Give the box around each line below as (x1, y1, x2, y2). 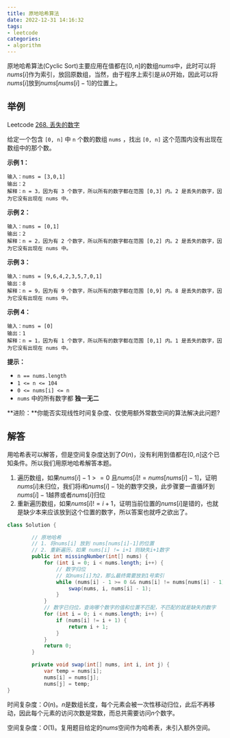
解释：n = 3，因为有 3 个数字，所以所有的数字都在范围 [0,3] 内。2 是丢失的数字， (7, 188, 218, 194)
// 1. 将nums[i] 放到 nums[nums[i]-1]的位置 (31, 540, 155, 547)
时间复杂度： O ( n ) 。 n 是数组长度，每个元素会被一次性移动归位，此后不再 (7, 700, 209, 708)
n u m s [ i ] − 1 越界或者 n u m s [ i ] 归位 (16, 491, 106, 499)
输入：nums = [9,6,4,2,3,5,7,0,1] (7, 273, 103, 280)
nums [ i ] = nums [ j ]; (43, 674, 99, 681)
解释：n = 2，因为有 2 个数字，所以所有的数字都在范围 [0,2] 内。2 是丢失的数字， (7, 238, 218, 245)
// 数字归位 (55, 566, 86, 572)
